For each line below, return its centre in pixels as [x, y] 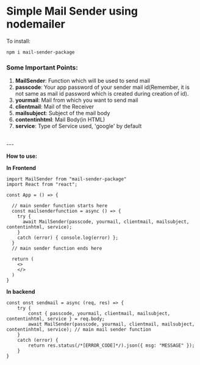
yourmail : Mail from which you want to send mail [77, 100]
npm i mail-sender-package [41, 52]
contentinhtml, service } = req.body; [55, 319]
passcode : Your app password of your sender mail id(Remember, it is [102, 87]
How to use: [22, 156]
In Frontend [21, 168]
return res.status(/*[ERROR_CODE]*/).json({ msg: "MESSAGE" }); [112, 346]
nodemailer [36, 24]
